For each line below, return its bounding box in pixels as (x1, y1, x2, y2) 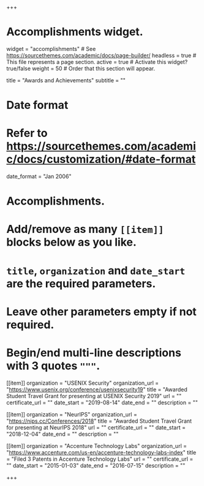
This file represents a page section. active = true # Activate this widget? (6, 58, 188, 65)
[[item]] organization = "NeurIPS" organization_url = (6, 410, 138, 418)
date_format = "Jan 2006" (6, 173, 72, 180)
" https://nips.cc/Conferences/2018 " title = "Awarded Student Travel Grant (6, 417, 192, 425)
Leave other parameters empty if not (6, 305, 197, 318)
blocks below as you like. (6, 235, 137, 249)
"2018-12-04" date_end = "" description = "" (6, 430, 119, 437)
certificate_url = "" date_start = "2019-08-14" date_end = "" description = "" (6, 399, 198, 406)
